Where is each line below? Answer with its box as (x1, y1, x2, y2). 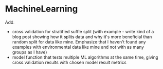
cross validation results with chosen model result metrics (12, 59, 127, 65)
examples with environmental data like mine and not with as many (12, 44, 145, 50)
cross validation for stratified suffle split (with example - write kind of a (12, 28, 154, 34)
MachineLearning (5, 3, 78, 14)
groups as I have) (12, 49, 47, 55)
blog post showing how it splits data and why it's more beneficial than (12, 34, 152, 40)
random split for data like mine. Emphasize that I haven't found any (12, 39, 146, 44)
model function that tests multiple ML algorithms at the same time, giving (12, 54, 159, 60)
